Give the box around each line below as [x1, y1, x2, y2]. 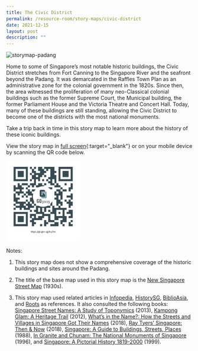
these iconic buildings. [6, 131, 61, 139]
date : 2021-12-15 [6, 22, 49, 28]
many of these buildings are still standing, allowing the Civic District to [6, 107, 177, 114]
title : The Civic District [6, 9, 73, 15]
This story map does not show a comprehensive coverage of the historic [14, 258, 192, 266]
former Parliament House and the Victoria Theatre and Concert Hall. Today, [6, 101, 189, 108]
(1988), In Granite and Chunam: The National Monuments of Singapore [14, 331, 187, 339]
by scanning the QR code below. [6, 149, 85, 156]
